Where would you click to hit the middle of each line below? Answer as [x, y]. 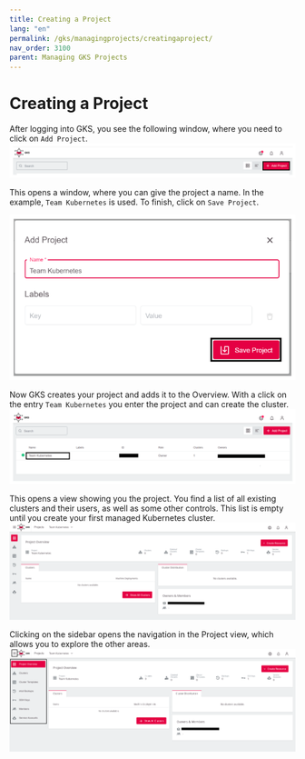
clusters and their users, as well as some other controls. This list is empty [147, 508]
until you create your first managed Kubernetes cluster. [113, 517]
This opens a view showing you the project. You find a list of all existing [143, 498]
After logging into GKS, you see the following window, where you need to [146, 129]
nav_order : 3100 [40, 48]
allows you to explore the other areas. [80, 644]
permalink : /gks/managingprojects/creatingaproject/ [111, 38]
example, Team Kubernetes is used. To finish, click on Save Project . [134, 202]
